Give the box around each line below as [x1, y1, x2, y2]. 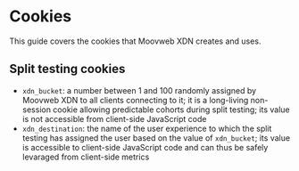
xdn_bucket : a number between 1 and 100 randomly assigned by [21, 85, 257, 95]
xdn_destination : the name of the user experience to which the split [21, 123, 272, 134]
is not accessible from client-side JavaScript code [21, 113, 207, 124]
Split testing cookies [9, 61, 126, 77]
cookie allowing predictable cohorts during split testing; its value [53, 104, 290, 115]
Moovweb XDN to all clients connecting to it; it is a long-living [21, 94, 249, 105]
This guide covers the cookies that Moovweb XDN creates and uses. [9, 36, 262, 46]
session [21, 104, 52, 115]
